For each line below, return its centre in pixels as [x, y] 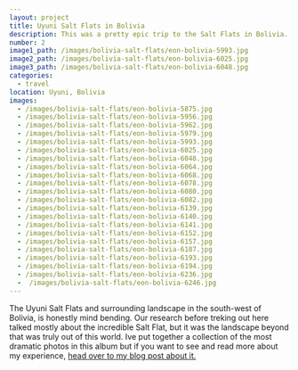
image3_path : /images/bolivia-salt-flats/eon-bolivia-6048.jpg [129, 68]
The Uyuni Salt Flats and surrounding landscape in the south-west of [136, 308]
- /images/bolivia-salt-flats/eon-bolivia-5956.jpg [115, 117]
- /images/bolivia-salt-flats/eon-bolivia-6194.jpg [115, 267]
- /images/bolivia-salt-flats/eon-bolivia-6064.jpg [115, 167]
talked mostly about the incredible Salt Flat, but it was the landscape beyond [149, 327]
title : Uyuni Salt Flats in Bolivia [77, 26]
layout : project [39, 17]
